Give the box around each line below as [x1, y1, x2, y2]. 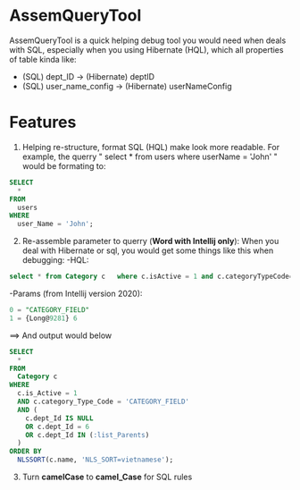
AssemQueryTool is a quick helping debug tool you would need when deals [9, 35, 287, 46]
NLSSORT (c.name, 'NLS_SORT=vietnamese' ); [17, 455, 174, 465]
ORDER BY [9, 447, 42, 456]
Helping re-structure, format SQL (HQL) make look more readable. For [21, 141, 280, 152]
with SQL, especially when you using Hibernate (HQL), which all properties [9, 44, 284, 55]
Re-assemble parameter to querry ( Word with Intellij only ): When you [21, 236, 279, 247]
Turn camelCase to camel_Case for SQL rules [21, 471, 193, 482]
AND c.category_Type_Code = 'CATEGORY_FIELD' [17, 397, 190, 406]
